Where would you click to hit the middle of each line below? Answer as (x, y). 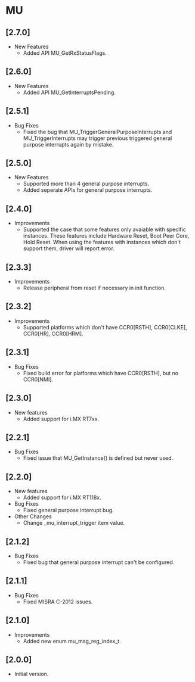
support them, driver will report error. (69, 248)
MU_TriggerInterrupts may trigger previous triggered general (97, 138)
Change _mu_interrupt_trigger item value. (74, 523)
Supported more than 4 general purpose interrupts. (86, 184)
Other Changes (33, 516)
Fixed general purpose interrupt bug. (68, 510)
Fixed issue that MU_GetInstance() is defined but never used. (98, 458)
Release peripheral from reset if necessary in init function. (95, 288)
